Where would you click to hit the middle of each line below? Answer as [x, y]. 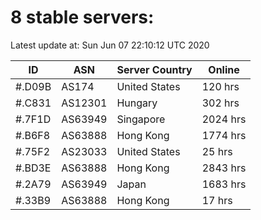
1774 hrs [224, 135]
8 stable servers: [82, 17]
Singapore [141, 119]
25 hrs [217, 151]
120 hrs [220, 86]
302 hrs [220, 103]
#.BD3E [33, 168]
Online [224, 69]
